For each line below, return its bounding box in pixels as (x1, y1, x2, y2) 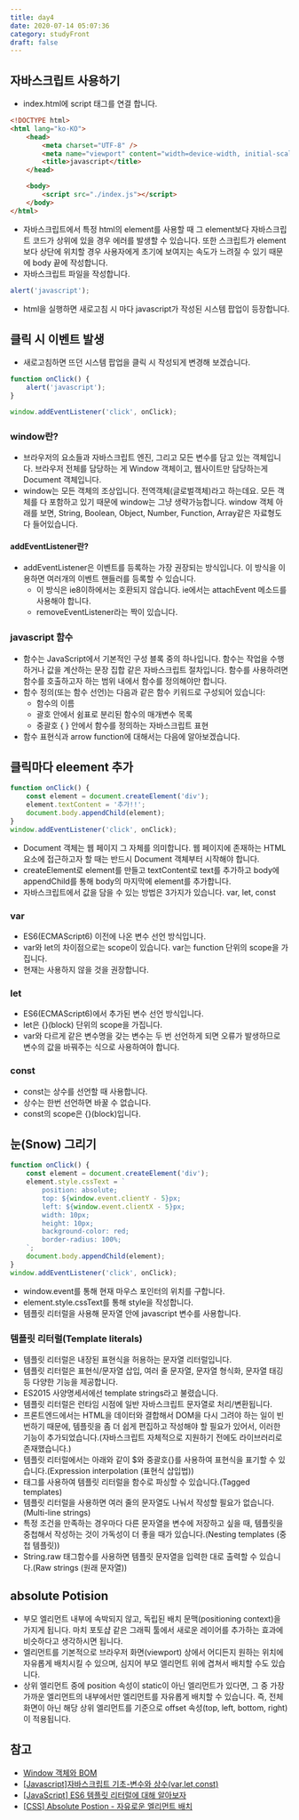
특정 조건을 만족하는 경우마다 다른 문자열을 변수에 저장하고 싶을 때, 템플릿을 (22, 1517, 284, 1528)
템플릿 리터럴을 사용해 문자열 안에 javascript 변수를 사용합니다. (22, 1307, 241, 1318)
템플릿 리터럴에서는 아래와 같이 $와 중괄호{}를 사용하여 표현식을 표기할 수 (22, 1454, 277, 1465)
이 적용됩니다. (22, 1713, 72, 1724)
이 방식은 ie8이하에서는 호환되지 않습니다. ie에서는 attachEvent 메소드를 (35, 585, 287, 595)
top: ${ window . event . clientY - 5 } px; (42, 1193, 181, 1202)
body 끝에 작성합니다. (32, 257, 109, 268)
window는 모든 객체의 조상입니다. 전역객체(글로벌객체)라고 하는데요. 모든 (22, 486, 276, 497)
